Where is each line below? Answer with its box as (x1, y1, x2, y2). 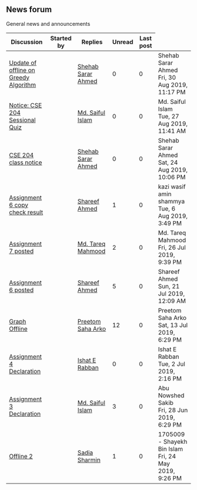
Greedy (9, 73, 30, 81)
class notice (9, 158, 42, 166)
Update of (9, 59, 37, 67)
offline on (9, 66, 35, 74)
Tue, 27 (158, 112, 179, 120)
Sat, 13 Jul (158, 321, 188, 329)
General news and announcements (6, 20, 91, 27)
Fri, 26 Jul (158, 243, 186, 251)
